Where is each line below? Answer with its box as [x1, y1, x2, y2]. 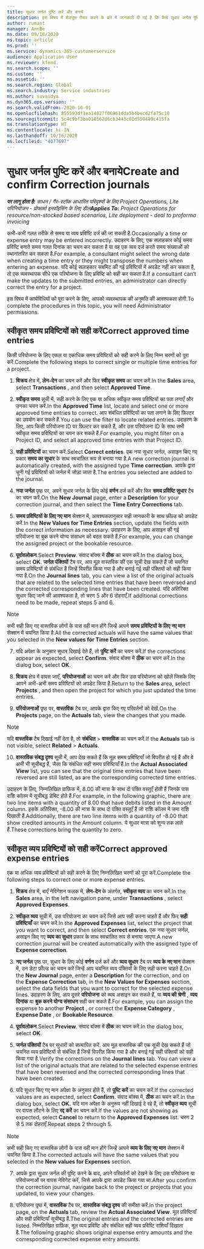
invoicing [7, 217, 30, 225]
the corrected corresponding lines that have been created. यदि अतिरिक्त [15, 585, 189, 592]
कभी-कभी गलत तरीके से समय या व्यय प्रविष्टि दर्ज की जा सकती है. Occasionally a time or [7, 230, 187, 237]
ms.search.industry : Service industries [7, 88, 111, 94]
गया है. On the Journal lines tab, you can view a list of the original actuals [15, 572, 194, 579]
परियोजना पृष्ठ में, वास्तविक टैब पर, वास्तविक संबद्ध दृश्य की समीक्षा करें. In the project [15, 1202, 183, 1209]
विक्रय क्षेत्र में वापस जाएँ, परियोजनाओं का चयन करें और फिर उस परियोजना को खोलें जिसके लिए [15, 673, 196, 680]
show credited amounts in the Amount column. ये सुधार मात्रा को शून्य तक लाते [7, 819, 183, 826]
